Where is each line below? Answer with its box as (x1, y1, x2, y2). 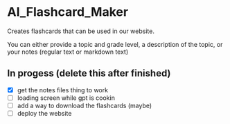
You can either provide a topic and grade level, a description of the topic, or (7, 40, 223, 48)
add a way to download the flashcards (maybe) (17, 101, 152, 110)
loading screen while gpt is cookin (17, 94, 116, 102)
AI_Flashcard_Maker (7, 4, 129, 20)
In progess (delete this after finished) (7, 68, 171, 79)
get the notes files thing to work (17, 85, 109, 94)
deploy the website (17, 109, 72, 117)
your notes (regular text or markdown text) (7, 48, 129, 56)
